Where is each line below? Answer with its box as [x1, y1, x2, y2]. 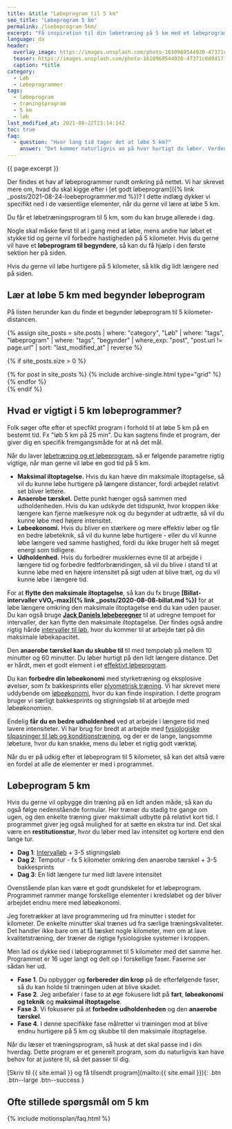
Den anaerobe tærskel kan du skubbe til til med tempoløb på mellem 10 [7, 646, 212, 654]
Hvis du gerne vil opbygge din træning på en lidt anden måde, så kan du [7, 798, 213, 806]
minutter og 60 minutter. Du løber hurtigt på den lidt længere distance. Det [7, 653, 219, 662]
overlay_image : [13, 49, 57, 56]
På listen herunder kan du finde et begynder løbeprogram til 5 [7, 307, 183, 316]
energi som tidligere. [17, 545, 76, 554]
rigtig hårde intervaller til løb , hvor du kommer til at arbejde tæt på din [7, 625, 205, 633]
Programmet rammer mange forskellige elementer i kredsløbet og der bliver [7, 891, 222, 900]
